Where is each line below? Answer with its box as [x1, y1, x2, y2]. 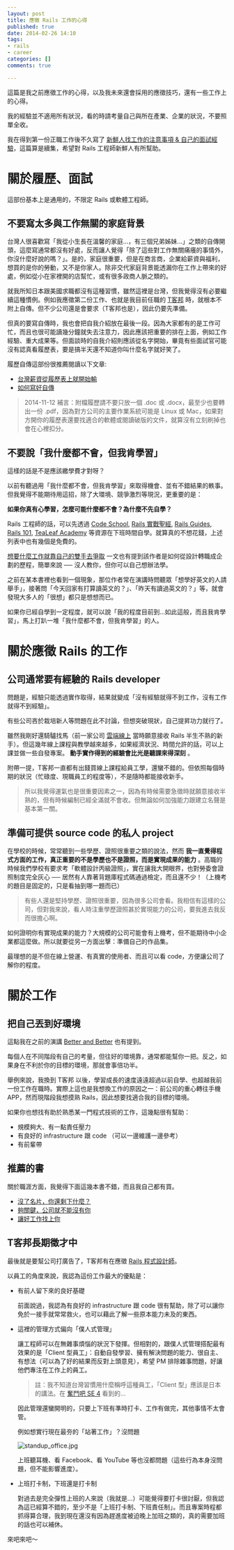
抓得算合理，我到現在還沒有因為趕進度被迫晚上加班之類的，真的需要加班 [17, 1511, 225, 1519]
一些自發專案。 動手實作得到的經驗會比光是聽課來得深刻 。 [25, 749, 194, 757]
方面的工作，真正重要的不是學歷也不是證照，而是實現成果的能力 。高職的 [13, 855, 223, 864]
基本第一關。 [24, 805, 61, 813]
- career [7, 49, 33, 56]
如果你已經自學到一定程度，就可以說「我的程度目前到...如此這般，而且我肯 [7, 607, 221, 617]
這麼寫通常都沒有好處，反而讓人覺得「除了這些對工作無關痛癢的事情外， [19, 246, 227, 254]
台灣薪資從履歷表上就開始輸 [17, 375, 97, 383]
